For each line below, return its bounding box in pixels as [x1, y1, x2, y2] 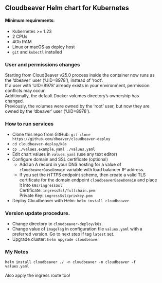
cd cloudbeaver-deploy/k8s [12, 142, 67, 147]
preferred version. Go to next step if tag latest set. [12, 231, 115, 237]
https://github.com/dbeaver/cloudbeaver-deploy [12, 137, 110, 141]
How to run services [5, 120, 54, 127]
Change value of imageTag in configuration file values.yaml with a [12, 226, 143, 232]
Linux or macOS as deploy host [12, 44, 75, 50]
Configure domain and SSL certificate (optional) [12, 157, 108, 162]
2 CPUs [12, 34, 28, 39]
